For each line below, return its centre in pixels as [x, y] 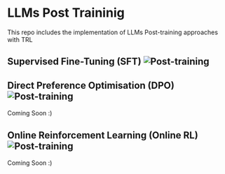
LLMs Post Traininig [66, 13]
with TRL [20, 39]
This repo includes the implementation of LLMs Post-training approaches [113, 32]
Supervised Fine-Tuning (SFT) [74, 62]
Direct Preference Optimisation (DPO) [91, 85]
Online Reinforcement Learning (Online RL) [103, 135]
